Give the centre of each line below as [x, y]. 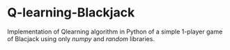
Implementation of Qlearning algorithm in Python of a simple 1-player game [115, 32]
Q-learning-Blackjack [71, 13]
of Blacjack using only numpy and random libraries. [81, 38]
